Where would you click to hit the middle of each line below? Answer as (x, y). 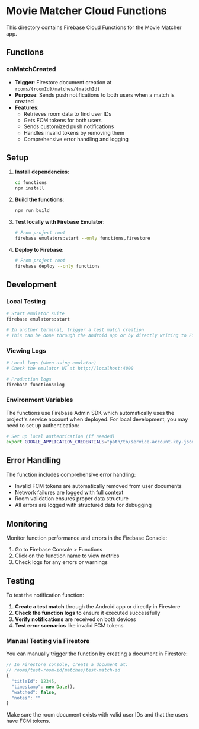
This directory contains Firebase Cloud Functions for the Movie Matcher (94, 27)
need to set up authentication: (43, 425)
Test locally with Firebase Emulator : (60, 222)
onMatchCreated (31, 69)
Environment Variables (40, 400)
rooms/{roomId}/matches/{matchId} (57, 89)
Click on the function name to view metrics (67, 556)
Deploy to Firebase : (39, 249)
